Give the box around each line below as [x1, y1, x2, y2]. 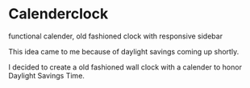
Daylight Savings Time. [8, 70, 85, 80]
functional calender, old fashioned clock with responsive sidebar [8, 31, 223, 41]
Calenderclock [8, 5, 109, 23]
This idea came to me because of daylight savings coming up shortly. [8, 46, 240, 56]
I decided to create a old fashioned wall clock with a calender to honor [8, 62, 242, 72]
